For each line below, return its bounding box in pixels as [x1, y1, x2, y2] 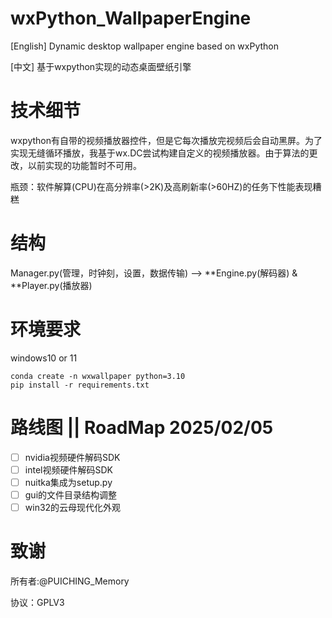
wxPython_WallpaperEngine [10, 7, 252, 30]
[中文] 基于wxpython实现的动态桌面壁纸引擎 [10, 60, 192, 72]
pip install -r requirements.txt [10, 380, 150, 390]
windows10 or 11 [10, 352, 78, 364]
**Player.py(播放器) [10, 279, 93, 291]
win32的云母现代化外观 [24, 501, 122, 513]
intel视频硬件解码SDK [24, 463, 113, 476]
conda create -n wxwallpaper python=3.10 [10, 371, 186, 381]
